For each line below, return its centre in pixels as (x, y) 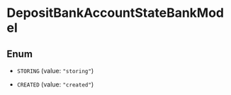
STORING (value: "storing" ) (55, 71)
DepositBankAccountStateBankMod (115, 13)
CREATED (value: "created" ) (55, 84)
